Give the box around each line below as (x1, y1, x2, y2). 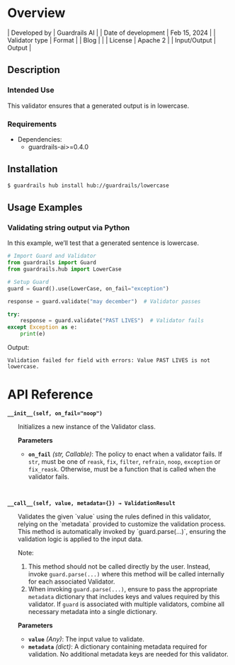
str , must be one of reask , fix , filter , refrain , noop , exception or (28, 457, 221, 465)
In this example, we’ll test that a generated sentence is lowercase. (7, 239, 200, 247)
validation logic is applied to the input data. (17, 535, 143, 543)
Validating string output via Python (7, 222, 130, 232)
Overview (7, 5, 66, 21)
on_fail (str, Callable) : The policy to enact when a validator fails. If (28, 450, 223, 458)
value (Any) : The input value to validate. (28, 635, 145, 643)
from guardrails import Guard (7, 259, 97, 266)
